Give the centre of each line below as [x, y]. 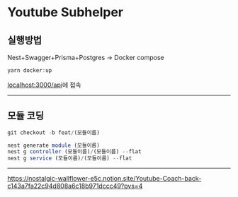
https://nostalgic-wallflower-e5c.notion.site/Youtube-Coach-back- [104, 179]
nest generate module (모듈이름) [54, 145]
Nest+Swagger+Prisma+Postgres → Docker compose [86, 58]
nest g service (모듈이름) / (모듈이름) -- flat [70, 159]
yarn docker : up [30, 71]
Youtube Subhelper [66, 12]
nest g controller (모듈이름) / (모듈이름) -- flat [74, 152]
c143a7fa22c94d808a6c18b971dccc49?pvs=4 [75, 186]
